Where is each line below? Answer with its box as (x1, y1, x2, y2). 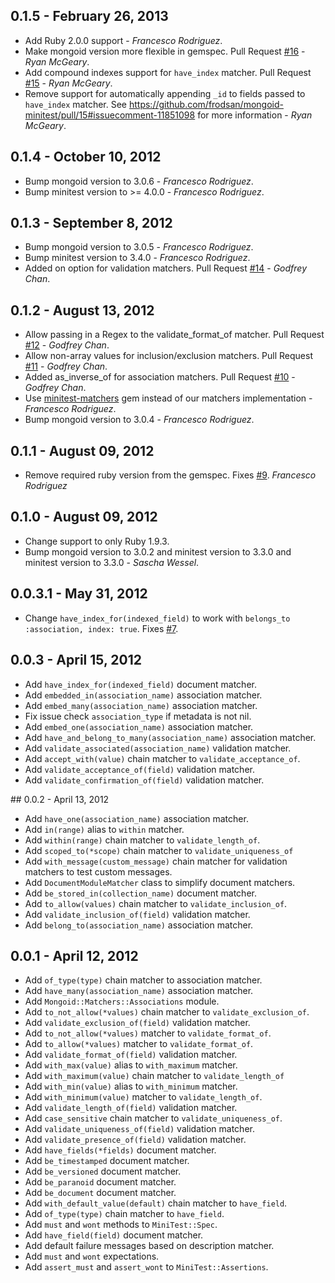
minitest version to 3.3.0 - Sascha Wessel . (24, 556, 200, 568)
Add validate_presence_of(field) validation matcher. (24, 1134, 247, 1146)
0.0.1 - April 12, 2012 (10, 947, 139, 964)
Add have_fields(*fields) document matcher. (24, 1144, 217, 1156)
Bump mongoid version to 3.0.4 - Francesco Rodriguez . (24, 414, 255, 426)
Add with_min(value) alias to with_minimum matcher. (24, 1080, 238, 1093)
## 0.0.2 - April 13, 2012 (10, 793, 110, 805)
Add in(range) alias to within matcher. (24, 823, 185, 835)
